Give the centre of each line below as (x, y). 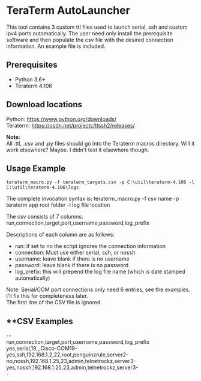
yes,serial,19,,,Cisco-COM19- (42, 349)
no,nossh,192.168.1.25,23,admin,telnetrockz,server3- (71, 361)
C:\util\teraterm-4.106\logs (43, 188)
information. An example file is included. (56, 46)
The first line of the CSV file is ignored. (54, 303)
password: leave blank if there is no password (72, 265)
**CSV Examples (40, 321)
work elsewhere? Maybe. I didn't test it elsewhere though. (78, 150)
